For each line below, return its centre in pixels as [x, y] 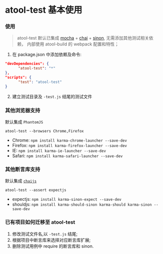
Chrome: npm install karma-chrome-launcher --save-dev [70, 140]
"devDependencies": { [27, 64]
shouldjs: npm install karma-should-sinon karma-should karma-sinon [82, 204]
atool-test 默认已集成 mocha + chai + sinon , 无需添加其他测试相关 [83, 38]
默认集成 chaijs [21, 181]
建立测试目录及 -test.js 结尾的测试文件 [52, 96]
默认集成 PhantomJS [24, 122]
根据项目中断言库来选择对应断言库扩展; [51, 240]
